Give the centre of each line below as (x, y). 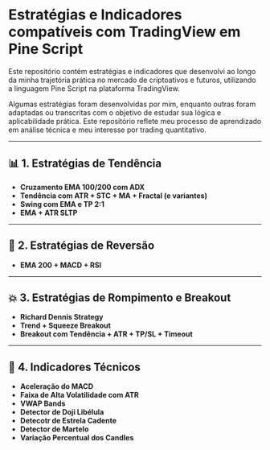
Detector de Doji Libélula (62, 412)
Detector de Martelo (54, 429)
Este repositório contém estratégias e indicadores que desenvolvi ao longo (132, 71)
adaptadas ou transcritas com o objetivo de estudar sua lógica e (115, 112)
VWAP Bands (43, 403)
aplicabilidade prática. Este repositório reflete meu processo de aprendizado (135, 121)
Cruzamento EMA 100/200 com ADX (82, 187)
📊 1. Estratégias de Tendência (85, 164)
